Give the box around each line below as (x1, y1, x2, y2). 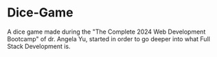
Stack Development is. (7, 42, 71, 50)
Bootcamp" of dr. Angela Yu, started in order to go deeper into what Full (7, 34, 211, 43)
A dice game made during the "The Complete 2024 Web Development (7, 27, 206, 36)
